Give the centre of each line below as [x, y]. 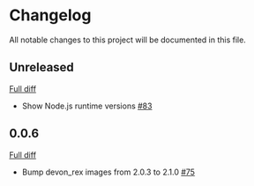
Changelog [50, 15]
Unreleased [42, 67]
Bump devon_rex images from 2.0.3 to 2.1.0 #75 [108, 172]
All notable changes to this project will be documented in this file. [128, 40]
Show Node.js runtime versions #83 [87, 106]
